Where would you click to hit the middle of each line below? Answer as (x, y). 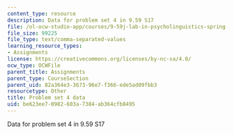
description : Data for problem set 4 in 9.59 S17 (81, 20)
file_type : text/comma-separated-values (67, 40)
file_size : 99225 (32, 33)
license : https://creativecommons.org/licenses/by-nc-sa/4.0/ (99, 59)
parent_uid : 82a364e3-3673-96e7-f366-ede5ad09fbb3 (82, 85)
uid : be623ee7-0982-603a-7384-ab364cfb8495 (71, 104)
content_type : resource (42, 14)
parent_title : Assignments (46, 72)
